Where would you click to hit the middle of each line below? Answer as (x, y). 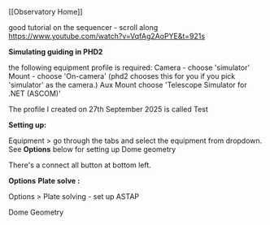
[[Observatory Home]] (46, 12)
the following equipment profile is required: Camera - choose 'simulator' (129, 67)
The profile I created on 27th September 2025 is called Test (109, 109)
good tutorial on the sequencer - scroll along (83, 27)
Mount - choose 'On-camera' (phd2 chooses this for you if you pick (122, 76)
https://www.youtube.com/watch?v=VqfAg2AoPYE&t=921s (107, 36)
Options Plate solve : (44, 181)
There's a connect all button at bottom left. (80, 165)
